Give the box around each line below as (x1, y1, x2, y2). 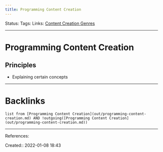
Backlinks (5, 95, 46, 106)
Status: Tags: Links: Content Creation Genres (5, 20, 95, 26)
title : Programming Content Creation (5, 7, 81, 12)
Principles (5, 61, 36, 69)
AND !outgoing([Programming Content (33, 116, 108, 121)
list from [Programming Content (5, 111, 70, 116)
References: (5, 133, 29, 138)
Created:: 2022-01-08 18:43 (5, 142, 61, 148)
